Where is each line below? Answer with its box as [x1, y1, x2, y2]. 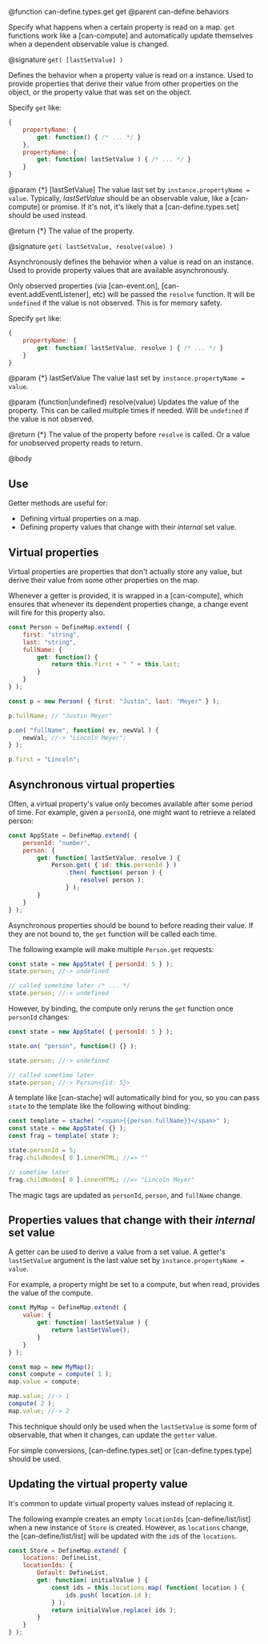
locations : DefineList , [22, 1554, 102, 1562]
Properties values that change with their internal [8, 1213, 255, 1227]
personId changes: [8, 1012, 70, 1022]
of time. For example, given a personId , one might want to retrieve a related [8, 807, 256, 817]
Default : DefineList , [37, 1569, 110, 1577]
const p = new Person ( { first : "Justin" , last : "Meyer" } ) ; [8, 697, 220, 705]
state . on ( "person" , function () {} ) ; [8, 1042, 138, 1050]
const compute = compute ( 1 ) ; [8, 1370, 113, 1378]
